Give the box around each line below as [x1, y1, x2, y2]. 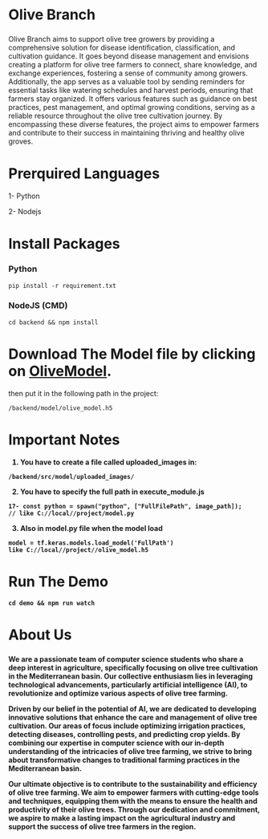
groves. [8, 136, 34, 146]
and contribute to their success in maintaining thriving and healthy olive [8, 128, 245, 138]
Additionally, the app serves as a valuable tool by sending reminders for [8, 77, 246, 87]
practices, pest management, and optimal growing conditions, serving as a [8, 103, 255, 112]
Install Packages [8, 235, 120, 253]
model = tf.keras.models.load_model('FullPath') [8, 539, 174, 547]
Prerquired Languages [8, 164, 160, 183]
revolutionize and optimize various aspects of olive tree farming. [8, 688, 229, 698]
